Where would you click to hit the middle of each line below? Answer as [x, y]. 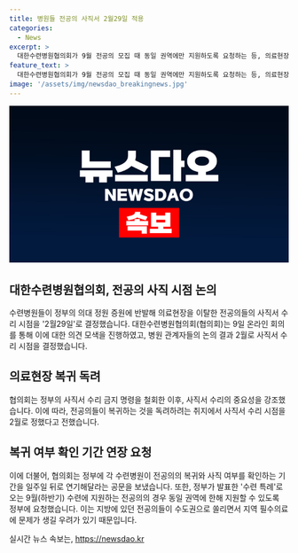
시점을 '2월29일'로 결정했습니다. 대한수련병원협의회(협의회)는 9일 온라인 [143, 324]
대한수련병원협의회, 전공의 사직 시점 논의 [113, 289]
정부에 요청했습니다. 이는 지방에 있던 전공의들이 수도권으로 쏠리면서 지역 [133, 509]
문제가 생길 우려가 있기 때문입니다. [78, 519]
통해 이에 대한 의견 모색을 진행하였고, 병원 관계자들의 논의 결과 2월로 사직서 [148, 335]
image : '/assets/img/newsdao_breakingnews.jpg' [99, 84]
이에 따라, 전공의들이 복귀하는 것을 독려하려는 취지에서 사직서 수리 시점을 [161, 410]
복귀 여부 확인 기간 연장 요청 [81, 452]
